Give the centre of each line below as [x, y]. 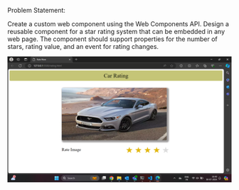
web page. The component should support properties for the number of [113, 39]
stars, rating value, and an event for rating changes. [83, 46]
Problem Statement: [37, 10]
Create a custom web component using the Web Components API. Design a [118, 24]
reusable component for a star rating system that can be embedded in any [116, 32]
